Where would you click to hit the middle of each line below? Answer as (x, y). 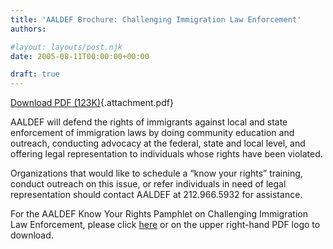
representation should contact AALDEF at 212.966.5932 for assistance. (156, 195)
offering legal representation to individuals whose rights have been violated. (166, 154)
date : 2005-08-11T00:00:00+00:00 (80, 56)
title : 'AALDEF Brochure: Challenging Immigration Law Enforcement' (156, 19)
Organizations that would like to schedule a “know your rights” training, (156, 173)
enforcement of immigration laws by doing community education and (152, 133)
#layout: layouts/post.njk (66, 47)
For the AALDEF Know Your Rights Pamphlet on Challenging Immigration (159, 214)
